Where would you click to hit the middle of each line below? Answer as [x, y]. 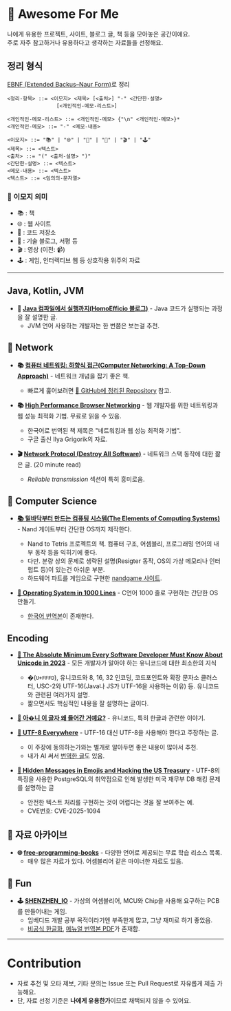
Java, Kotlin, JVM [46, 291]
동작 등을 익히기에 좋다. [66, 553]
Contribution [44, 964]
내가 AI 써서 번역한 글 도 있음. [66, 756]
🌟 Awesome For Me [63, 14]
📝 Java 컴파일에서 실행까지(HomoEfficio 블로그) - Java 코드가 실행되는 [113, 308]
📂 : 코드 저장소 [36, 233]
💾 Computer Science [52, 501]
